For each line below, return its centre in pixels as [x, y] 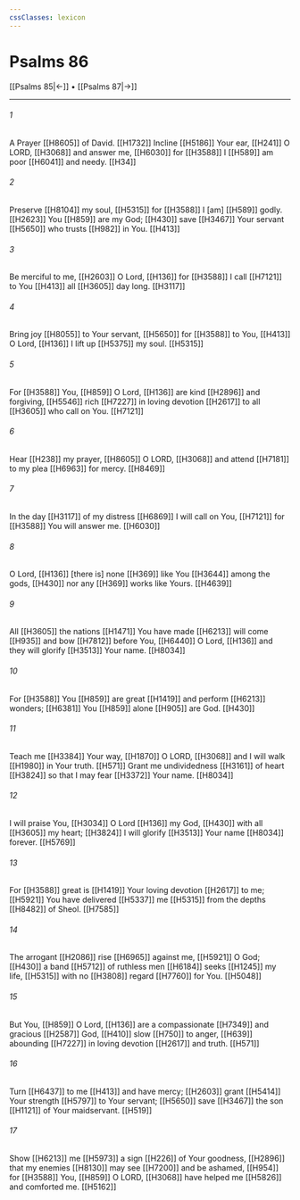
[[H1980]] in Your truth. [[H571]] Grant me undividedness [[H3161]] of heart [147, 766]
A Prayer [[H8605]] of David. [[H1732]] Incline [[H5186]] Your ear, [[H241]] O [150, 143]
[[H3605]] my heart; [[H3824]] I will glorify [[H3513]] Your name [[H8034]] [146, 832]
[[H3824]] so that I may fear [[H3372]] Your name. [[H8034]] [121, 775]
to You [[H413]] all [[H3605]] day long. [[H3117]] [97, 286]
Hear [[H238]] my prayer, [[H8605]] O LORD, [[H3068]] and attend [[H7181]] [150, 459]
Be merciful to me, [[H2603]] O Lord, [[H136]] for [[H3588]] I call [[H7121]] [146, 277]
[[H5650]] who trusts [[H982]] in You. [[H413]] [95, 228]
